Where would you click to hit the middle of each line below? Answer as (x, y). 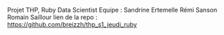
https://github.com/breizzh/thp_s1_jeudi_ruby (72, 24)
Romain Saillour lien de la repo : (52, 17)
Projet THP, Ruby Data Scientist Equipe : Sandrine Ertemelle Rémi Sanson (112, 10)
